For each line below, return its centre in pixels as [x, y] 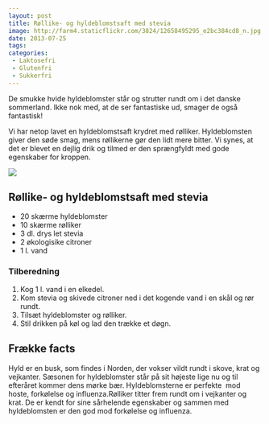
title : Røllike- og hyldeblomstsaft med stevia [90, 23]
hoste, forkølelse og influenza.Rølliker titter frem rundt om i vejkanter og [128, 393]
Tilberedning [34, 272]
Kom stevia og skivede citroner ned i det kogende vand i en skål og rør [137, 298]
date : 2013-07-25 [37, 38]
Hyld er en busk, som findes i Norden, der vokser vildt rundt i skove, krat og [134, 368]
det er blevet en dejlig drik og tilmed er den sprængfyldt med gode [119, 148]
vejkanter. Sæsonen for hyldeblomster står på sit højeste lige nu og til [123, 377]
